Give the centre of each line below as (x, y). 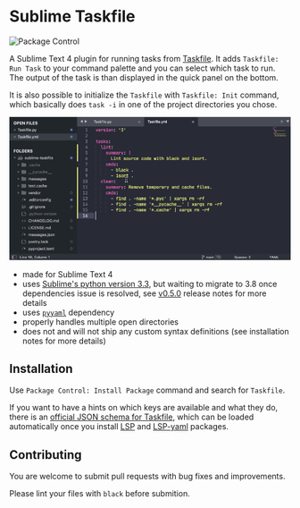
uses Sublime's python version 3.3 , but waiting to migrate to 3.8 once (150, 284)
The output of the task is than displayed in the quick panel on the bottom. (144, 77)
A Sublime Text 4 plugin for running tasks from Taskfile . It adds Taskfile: (144, 58)
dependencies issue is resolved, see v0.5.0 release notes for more (144, 293)
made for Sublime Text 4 (67, 274)
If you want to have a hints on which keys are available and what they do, (144, 408)
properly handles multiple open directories (100, 322)
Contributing (46, 455)
